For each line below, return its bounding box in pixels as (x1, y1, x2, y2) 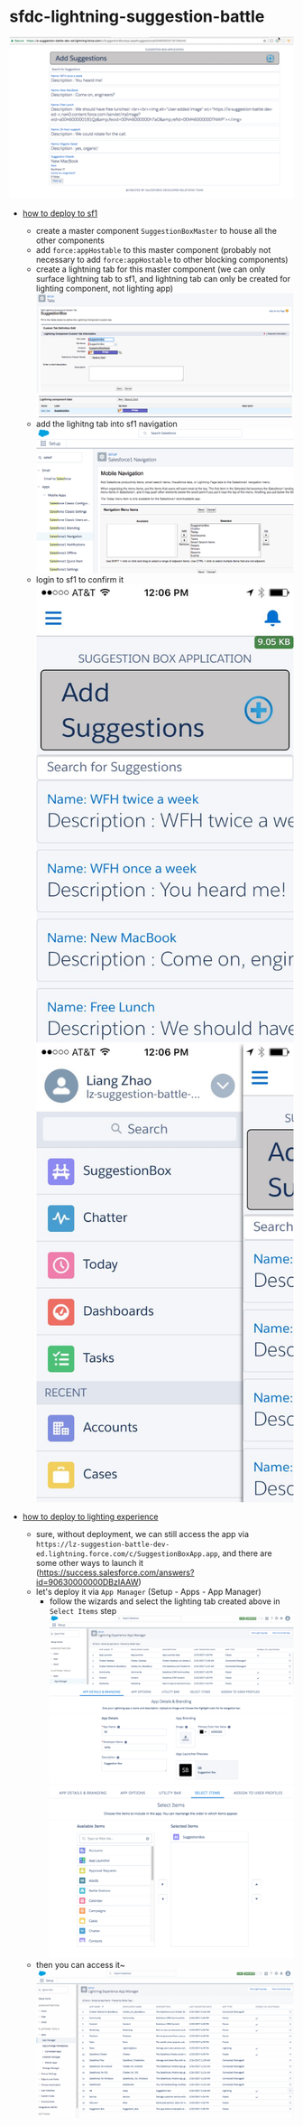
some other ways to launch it (35, 1557, 144, 1568)
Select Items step (49, 1605, 117, 1616)
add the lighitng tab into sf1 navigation (35, 418, 178, 429)
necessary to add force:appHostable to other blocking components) (35, 255, 289, 266)
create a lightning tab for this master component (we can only (35, 264, 266, 275)
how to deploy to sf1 (22, 208, 98, 219)
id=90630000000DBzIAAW (35, 1576, 139, 1587)
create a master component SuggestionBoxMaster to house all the (35, 226, 278, 237)
